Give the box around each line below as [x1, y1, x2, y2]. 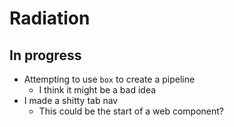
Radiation [9, 7, 91, 30]
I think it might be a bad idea [38, 84, 157, 96]
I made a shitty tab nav [23, 95, 119, 106]
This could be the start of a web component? [38, 105, 224, 117]
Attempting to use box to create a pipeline [23, 73, 196, 85]
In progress [9, 47, 82, 64]
